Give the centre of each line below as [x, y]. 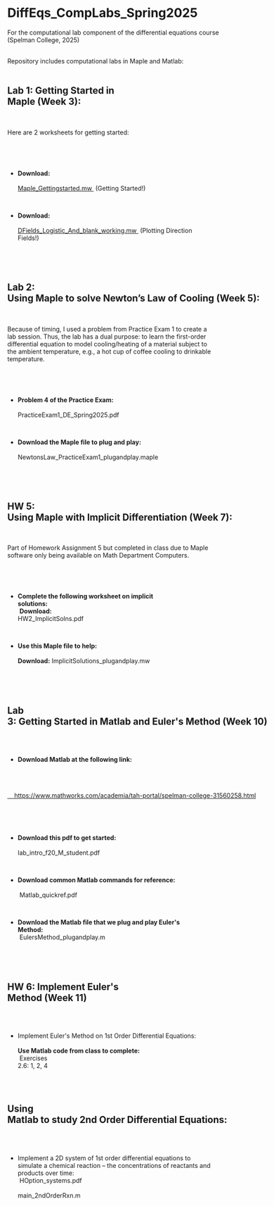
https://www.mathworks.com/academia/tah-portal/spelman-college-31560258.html [135, 796]
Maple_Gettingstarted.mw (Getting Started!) [81, 188]
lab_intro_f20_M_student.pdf [59, 853]
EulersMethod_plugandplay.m [62, 937]
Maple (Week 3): [44, 102]
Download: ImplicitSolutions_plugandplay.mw [84, 661]
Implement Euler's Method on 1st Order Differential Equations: [107, 1036]
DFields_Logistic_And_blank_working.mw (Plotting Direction [105, 230]
